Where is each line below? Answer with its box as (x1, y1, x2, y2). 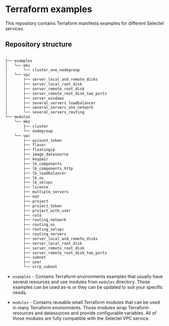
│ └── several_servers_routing (5, 110, 85, 115)
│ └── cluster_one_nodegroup (5, 68, 80, 73)
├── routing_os (23, 222, 55, 227)
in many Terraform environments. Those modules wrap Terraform (12, 305, 149, 310)
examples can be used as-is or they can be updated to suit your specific (12, 284, 163, 290)
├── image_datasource (23, 152, 69, 157)
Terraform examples (5, 4, 92, 15)
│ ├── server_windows (5, 96, 65, 101)
